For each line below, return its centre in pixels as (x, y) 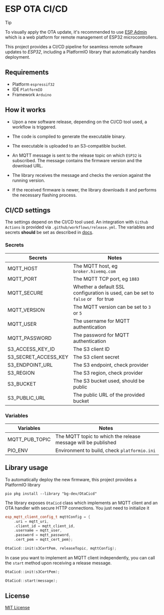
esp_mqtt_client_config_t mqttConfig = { (48, 517)
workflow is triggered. (34, 127)
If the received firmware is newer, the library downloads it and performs (84, 190)
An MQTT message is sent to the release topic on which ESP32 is (77, 155)
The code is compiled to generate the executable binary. (69, 136)
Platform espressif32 (33, 84)
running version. (29, 180)
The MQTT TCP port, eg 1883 (106, 278)
